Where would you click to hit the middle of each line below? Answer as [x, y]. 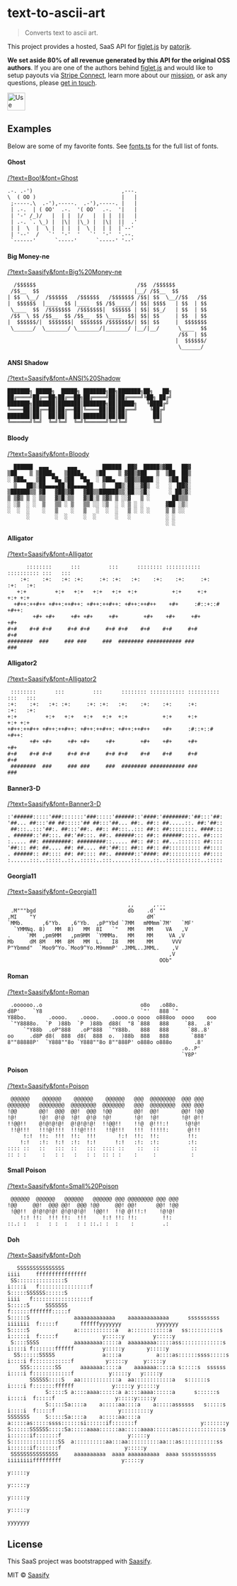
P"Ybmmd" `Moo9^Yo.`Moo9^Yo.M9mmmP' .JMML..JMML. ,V [93, 948]
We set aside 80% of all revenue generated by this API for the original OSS [119, 60]
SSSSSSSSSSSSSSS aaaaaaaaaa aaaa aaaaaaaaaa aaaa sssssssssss [114, 1454]
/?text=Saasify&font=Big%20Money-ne [65, 272]
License [25, 1544]
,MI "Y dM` [82, 917]
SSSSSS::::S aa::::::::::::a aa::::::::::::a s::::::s [120, 1380]
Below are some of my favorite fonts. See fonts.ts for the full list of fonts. [113, 146]
